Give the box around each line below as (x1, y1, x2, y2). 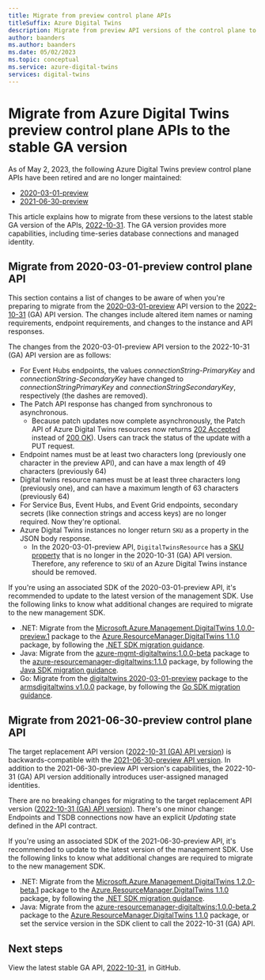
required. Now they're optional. (19, 517, 121, 527)
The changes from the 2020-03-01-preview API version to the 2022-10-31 (8, 342, 251, 352)
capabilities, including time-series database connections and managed (8, 229, 239, 238)
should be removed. (31, 567, 97, 577)
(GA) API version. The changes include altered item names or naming (27, 310, 253, 320)
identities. (8, 781, 40, 790)
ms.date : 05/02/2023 (8, 48, 77, 56)
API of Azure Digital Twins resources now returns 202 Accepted (31, 425, 240, 434)
